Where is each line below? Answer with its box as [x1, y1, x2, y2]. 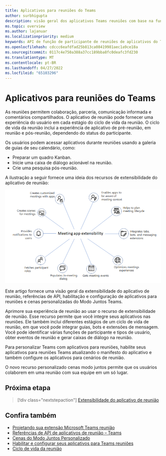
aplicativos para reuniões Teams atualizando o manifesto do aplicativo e [5, 349, 152, 355]
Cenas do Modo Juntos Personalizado [12, 435, 90, 441]
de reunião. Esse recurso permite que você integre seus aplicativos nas [5, 313, 151, 319]
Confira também [5, 411, 57, 420]
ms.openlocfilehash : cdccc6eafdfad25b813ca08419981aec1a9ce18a [5, 45, 138, 50]
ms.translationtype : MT [5, 55, 54, 60]
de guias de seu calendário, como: [5, 145, 76, 151]
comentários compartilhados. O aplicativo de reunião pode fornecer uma [5, 114, 153, 120]
